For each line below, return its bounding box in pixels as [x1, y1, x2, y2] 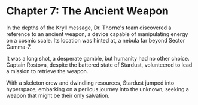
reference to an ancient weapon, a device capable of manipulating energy [6, 30, 188, 37]
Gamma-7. [6, 43, 32, 50]
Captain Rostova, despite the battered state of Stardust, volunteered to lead [6, 61, 193, 68]
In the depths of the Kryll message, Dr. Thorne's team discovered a [6, 24, 172, 31]
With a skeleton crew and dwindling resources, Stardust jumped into [6, 79, 175, 86]
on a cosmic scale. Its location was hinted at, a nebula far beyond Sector [6, 37, 185, 44]
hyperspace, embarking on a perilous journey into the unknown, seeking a [6, 85, 190, 92]
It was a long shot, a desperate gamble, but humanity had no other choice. [6, 55, 190, 62]
